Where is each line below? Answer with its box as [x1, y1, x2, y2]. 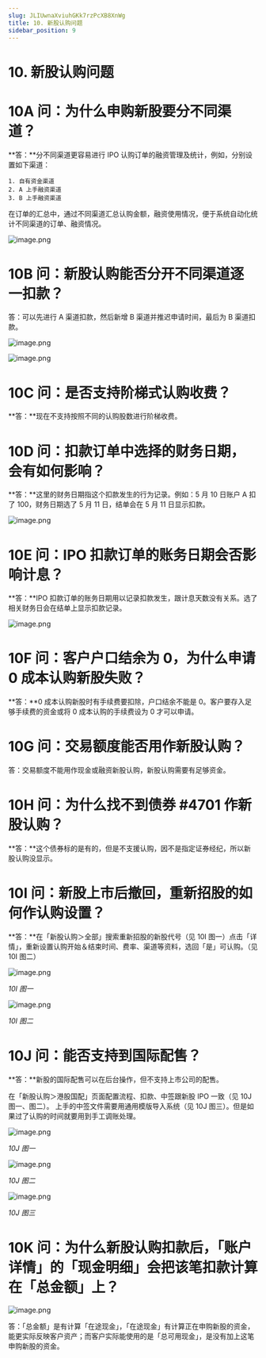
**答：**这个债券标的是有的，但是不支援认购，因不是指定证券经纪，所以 [8, 844, 245, 854]
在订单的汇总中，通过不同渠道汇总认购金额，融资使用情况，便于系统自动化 [8, 209, 251, 218]
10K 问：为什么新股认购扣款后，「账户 [8, 1239, 252, 1257]
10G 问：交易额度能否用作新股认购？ [8, 738, 245, 756]
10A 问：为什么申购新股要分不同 [8, 102, 218, 120]
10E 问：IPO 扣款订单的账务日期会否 [8, 546, 243, 564]
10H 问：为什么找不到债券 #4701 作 [8, 796, 238, 814]
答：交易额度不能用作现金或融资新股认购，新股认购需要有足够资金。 [8, 765, 230, 775]
